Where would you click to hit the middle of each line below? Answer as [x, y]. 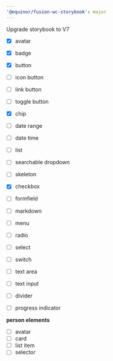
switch [23, 259]
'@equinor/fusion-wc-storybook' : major [56, 12]
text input [27, 283]
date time [27, 138]
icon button [29, 77]
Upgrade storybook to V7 [38, 29]
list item [25, 345]
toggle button [32, 101]
